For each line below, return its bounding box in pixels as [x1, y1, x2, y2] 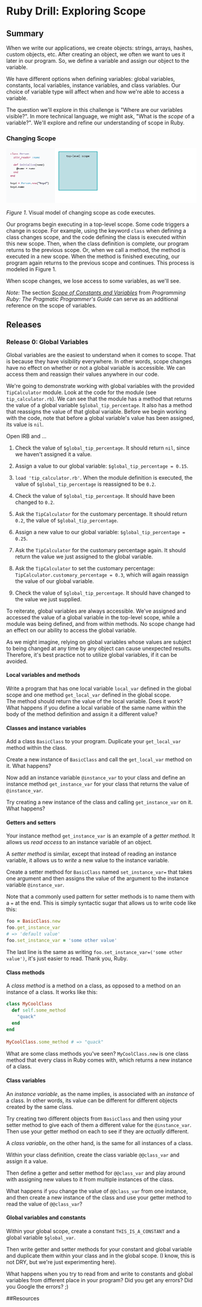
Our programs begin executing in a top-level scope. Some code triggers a [6, 221, 189, 228]
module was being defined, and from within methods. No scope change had [6, 620, 195, 627]
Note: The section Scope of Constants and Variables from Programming [6, 289, 186, 297]
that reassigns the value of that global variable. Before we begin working [6, 408, 187, 415]
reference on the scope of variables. [6, 302, 97, 309]
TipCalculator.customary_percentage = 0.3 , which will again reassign [14, 571, 189, 578]
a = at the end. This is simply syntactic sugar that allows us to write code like [6, 899, 197, 907]
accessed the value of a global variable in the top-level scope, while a [6, 613, 180, 621]
